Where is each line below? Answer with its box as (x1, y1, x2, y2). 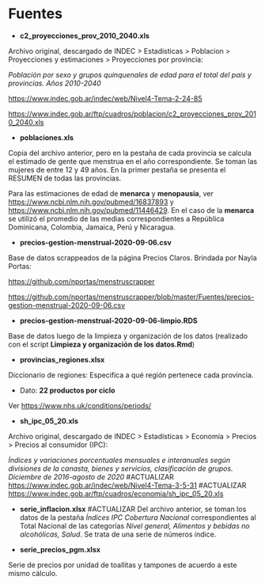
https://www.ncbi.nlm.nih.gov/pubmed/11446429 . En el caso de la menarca (8, 205, 255, 214)
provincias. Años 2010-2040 (8, 78, 101, 88)
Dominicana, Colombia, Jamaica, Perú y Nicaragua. (8, 222, 176, 232)
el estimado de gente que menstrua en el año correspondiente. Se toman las (8, 156, 258, 166)
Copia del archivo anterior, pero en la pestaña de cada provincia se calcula (8, 148, 252, 157)
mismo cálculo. (8, 568, 58, 578)
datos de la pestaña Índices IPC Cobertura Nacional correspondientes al (19, 512, 256, 522)
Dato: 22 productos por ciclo (19, 385, 115, 395)
